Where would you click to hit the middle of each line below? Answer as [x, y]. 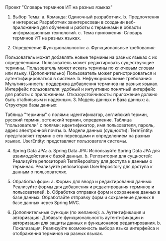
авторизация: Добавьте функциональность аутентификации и [78, 218]
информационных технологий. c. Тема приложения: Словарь [77, 33]
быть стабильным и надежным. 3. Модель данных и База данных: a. [78, 100]
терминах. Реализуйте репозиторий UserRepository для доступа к [83, 167]
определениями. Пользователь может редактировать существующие [80, 62]
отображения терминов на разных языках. [58, 233]
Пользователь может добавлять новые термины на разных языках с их [81, 57]
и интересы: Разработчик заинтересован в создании [69, 22]
